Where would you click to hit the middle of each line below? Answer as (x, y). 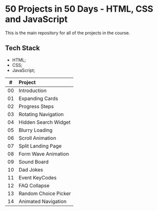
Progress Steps (36, 106)
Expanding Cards (39, 98)
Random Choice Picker (45, 193)
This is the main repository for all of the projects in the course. (68, 33)
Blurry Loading (36, 130)
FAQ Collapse (34, 185)
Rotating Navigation (41, 114)
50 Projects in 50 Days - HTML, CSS (79, 9)
